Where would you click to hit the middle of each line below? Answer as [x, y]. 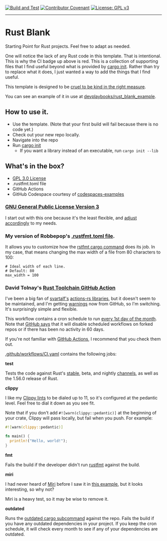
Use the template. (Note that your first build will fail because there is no [85, 124]
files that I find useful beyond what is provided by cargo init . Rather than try [83, 66]
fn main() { [17, 436]
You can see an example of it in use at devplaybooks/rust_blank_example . [81, 96]
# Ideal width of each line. [35, 267]
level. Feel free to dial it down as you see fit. [50, 403]
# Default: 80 [20, 271]
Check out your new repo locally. [46, 135]
